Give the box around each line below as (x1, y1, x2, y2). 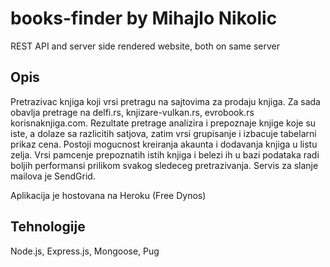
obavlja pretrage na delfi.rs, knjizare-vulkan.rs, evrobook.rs (10, 106, 255, 118)
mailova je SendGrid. (10, 170, 96, 182)
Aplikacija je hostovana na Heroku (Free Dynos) (10, 189, 207, 201)
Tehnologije (10, 218, 86, 236)
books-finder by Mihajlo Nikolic (10, 7, 278, 30)
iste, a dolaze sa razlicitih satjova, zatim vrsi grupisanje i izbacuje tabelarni (10, 127, 317, 139)
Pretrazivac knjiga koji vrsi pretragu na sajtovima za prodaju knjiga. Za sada (10, 95, 321, 107)
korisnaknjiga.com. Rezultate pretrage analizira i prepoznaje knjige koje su (10, 117, 317, 129)
